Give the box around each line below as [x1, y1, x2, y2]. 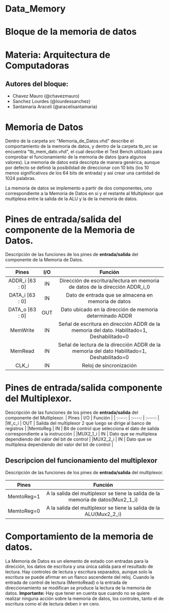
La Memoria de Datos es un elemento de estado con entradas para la [5, 558, 148, 564]
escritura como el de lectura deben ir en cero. [5, 600, 101, 606]
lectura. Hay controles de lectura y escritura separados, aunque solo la [5, 569, 152, 575]
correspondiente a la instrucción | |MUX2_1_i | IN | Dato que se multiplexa [5, 431, 157, 437]
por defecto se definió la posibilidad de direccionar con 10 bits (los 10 [5, 164, 149, 171]
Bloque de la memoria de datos [5, 26, 137, 38]
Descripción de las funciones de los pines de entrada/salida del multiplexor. [5, 470, 163, 475]
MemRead [10, 347, 34, 355]
